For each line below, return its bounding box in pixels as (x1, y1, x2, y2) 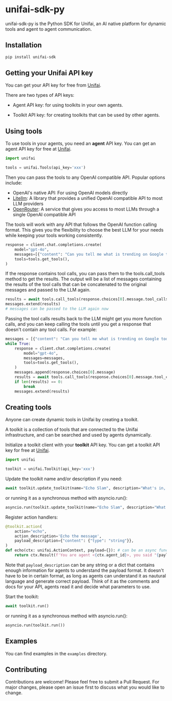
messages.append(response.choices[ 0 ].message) (14, 370, 116, 375)
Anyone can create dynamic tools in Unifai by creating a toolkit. (5, 417, 139, 423)
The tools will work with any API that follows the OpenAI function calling (5, 221, 157, 228)
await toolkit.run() (5, 603, 50, 608)
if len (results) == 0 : (14, 379, 63, 384)
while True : (5, 341, 31, 346)
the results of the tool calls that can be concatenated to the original (5, 281, 147, 287)
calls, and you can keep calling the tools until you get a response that (5, 321, 151, 327)
